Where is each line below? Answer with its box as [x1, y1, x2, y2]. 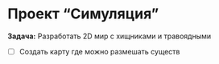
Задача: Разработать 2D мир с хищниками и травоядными [7, 31, 212, 41]
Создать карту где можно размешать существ [19, 46, 180, 56]
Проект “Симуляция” [7, 5, 159, 23]
